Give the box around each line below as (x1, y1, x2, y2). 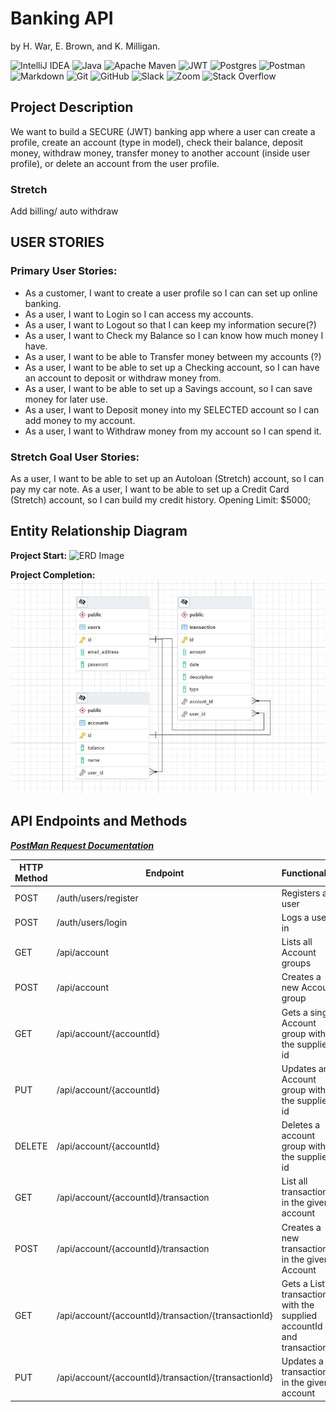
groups (281, 957, 312, 969)
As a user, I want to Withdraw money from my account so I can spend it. (24, 425, 322, 437)
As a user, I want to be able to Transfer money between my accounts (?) (24, 350, 322, 362)
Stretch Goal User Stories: (10, 450, 140, 464)
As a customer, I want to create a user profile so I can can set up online (24, 287, 318, 299)
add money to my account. (24, 414, 136, 426)
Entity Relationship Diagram (10, 523, 188, 540)
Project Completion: (10, 568, 96, 581)
